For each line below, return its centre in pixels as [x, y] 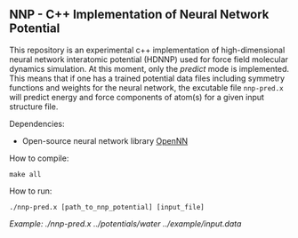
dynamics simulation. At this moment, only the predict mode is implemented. [149, 68]
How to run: [31, 191]
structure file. [34, 107]
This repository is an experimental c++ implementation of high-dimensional [147, 50]
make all [25, 174]
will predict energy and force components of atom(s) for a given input [137, 97]
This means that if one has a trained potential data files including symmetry [147, 78]
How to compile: [39, 158]
